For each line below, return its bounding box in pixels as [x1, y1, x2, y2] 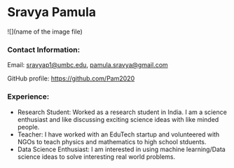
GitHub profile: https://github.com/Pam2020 [7, 74, 135, 83]
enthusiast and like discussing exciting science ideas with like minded [17, 115, 219, 123]
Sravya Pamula [7, 4, 97, 20]
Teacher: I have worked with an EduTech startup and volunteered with [17, 130, 220, 139]
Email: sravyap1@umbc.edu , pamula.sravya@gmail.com [7, 61, 168, 69]
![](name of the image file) [7, 27, 83, 36]
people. [17, 122, 40, 131]
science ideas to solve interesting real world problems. [17, 152, 176, 161]
